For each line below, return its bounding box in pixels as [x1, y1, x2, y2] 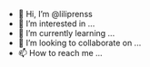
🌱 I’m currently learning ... [17, 28, 115, 38]
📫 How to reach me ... [17, 48, 103, 58]
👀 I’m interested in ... [17, 18, 95, 29]
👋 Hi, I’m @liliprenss [17, 9, 93, 19]
